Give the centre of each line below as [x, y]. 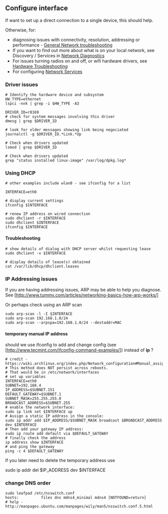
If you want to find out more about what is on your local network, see [83, 50]
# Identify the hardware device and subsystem [54, 95]
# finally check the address [35, 438]
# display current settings [34, 201]
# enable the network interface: [40, 407]
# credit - [16, 359]
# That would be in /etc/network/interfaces [52, 372]
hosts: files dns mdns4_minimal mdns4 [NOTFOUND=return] [76, 498]
